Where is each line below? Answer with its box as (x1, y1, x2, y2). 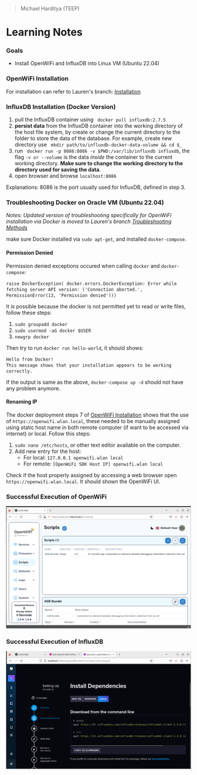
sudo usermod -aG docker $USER (14, 328, 91, 334)
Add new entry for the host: (14, 447, 81, 455)
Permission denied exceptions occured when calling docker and (6, 262, 160, 270)
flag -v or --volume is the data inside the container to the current (14, 154, 173, 161)
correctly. (6, 368, 33, 374)
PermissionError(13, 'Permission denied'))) (6, 292, 117, 298)
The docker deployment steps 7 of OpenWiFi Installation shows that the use (6, 411, 189, 418)
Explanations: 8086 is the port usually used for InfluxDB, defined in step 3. (6, 184, 186, 191)
